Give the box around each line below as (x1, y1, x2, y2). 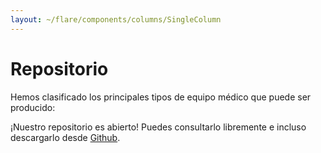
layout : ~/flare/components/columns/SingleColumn (10, 14, 222, 25)
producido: (10, 101, 56, 113)
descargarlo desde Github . (10, 131, 121, 143)
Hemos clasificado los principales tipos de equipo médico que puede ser (10, 91, 312, 103)
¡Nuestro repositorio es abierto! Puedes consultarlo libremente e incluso (10, 121, 307, 133)
